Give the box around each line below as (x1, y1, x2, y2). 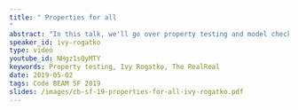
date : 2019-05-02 (9, 71, 74, 80)
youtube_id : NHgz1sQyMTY (9, 54, 101, 63)
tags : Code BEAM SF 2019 (9, 79, 101, 88)
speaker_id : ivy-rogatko (9, 37, 101, 47)
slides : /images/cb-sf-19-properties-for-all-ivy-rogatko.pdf (9, 87, 244, 96)
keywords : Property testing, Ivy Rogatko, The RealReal (9, 63, 220, 72)
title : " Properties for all (9, 12, 117, 22)
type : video (9, 46, 53, 55)
